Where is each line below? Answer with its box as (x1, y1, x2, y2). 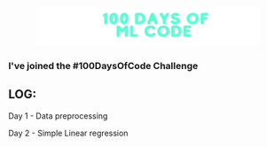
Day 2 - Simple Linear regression (8, 128, 129, 138)
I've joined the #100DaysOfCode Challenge (8, 60, 199, 72)
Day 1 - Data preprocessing (8, 110, 108, 121)
